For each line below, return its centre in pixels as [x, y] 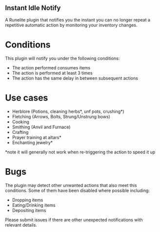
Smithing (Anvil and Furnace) [41, 127]
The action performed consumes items [51, 67]
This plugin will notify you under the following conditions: [62, 58]
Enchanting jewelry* [32, 142]
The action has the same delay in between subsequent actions [75, 78]
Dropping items [28, 200]
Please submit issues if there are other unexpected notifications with [74, 220]
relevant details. [21, 225]
